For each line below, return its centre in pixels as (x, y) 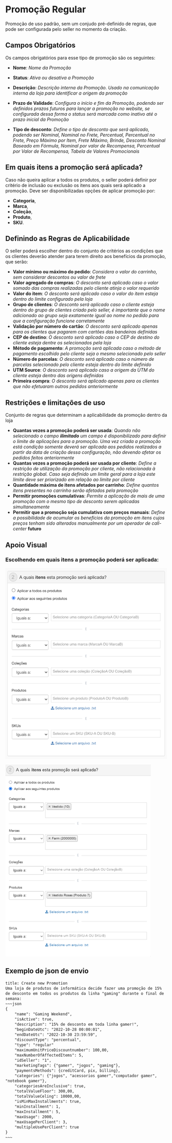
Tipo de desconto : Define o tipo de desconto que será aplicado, (81, 129)
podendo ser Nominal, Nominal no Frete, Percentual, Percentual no (84, 135)
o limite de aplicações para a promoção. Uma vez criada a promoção (87, 441)
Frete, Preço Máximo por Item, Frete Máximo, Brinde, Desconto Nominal (89, 140)
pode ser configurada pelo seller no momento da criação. (66, 29)
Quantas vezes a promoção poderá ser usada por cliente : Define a (84, 463)
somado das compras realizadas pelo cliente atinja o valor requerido (86, 288)
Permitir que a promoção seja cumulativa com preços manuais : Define (89, 512)
